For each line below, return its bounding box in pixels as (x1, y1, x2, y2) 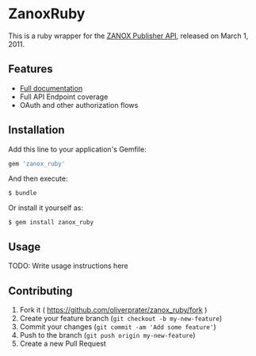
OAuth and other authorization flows (19, 100, 139, 109)
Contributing (8, 284, 73, 297)
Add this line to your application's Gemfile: (8, 144, 147, 154)
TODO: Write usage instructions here (8, 261, 128, 270)
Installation (8, 124, 65, 137)
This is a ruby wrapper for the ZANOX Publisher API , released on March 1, (8, 31, 249, 40)
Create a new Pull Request (19, 339, 107, 349)
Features (8, 63, 53, 76)
